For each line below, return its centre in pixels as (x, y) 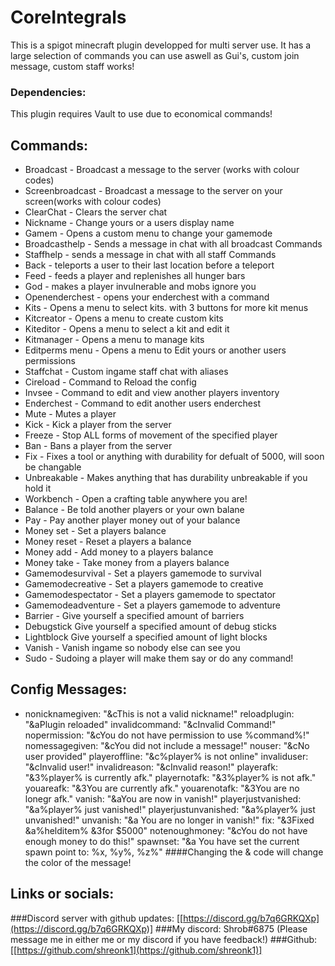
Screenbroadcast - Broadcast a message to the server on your (153, 191)
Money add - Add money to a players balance (119, 552)
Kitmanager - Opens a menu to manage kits (114, 340)
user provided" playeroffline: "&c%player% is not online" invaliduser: (166, 756)
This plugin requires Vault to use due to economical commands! (141, 114)
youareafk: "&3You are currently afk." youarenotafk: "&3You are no (162, 788)
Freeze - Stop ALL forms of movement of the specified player (151, 435)
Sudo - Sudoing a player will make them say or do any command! (159, 658)
